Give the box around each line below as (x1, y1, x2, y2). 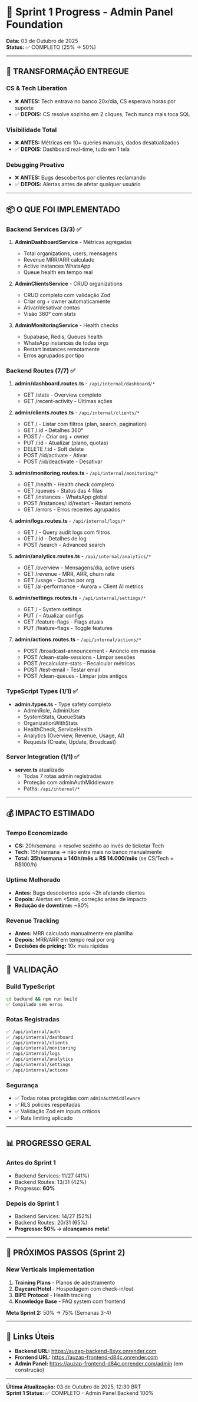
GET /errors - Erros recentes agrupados (23, 506, 121, 513)
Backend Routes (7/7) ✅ (6, 367, 75, 375)
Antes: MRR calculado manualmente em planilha (14, 930, 133, 937)
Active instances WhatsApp (23, 262, 91, 269)
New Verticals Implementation (6, 1265, 95, 1274)
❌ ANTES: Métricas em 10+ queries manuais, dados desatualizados (14, 138, 180, 146)
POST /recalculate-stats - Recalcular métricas (23, 660, 136, 667)
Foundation (6, 18, 64, 31)
